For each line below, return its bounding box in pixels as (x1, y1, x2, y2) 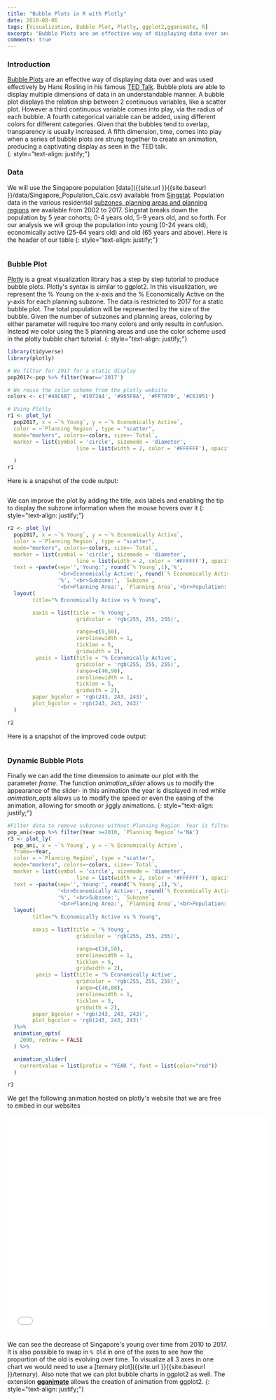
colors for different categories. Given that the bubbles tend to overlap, (7, 120, 209, 128)
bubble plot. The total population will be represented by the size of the (7, 305, 210, 313)
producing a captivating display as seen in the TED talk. (7, 142, 168, 151)
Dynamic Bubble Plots (7, 755, 84, 765)
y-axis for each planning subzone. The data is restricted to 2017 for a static (7, 297, 224, 306)
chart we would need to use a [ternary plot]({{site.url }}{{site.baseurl (7, 1363, 205, 1371)
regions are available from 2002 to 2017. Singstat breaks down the (7, 205, 198, 214)
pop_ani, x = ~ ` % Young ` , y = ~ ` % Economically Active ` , (13, 842, 184, 849)
